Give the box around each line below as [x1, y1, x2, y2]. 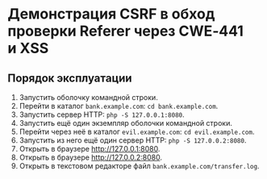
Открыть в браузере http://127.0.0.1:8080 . [19, 144, 161, 153]
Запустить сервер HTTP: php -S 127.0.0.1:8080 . [19, 110, 185, 119]
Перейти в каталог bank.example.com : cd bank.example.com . [19, 102, 219, 110]
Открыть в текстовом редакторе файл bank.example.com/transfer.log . [19, 161, 260, 170]
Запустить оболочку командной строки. [19, 93, 158, 102]
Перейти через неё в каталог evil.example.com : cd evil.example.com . [19, 127, 255, 136]
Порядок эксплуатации [7, 71, 132, 85]
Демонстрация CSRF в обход [7, 5, 215, 23]
